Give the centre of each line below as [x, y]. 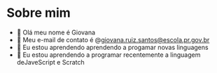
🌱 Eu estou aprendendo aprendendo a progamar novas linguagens [112, 47]
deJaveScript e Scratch [50, 62]
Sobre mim [38, 13]
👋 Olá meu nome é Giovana [56, 32]
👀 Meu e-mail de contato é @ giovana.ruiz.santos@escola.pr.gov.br [113, 39]
